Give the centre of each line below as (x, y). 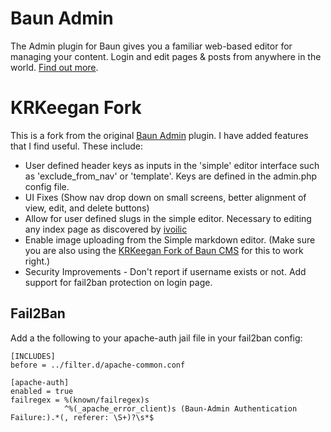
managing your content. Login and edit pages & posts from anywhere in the (166, 56)
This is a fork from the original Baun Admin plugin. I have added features (159, 135)
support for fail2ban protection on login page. (118, 282)
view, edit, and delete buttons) (87, 208)
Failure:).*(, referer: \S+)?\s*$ (82, 417)
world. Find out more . (54, 67)
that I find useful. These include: (77, 146)
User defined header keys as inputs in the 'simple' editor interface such (172, 165)
